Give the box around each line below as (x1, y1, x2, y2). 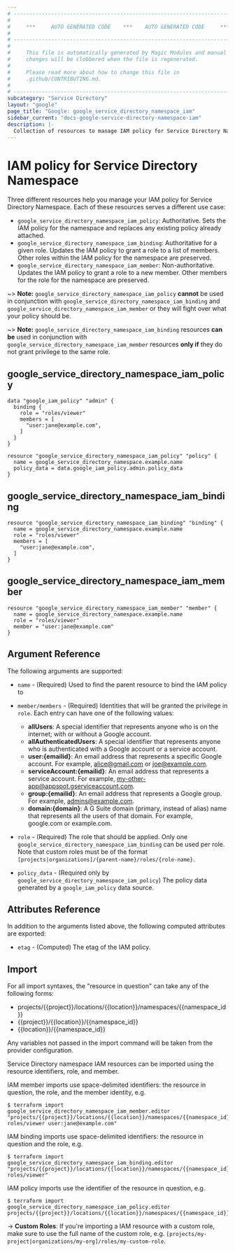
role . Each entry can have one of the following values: (17, 708, 174, 717)
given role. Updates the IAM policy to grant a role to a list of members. (17, 246, 220, 255)
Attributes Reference (7, 903, 101, 915)
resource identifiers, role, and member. (7, 1067, 120, 1076)
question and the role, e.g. (7, 1140, 83, 1148)
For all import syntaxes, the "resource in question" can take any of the (7, 982, 209, 990)
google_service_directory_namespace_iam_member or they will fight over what (7, 304, 227, 313)
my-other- (116, 774, 146, 782)
